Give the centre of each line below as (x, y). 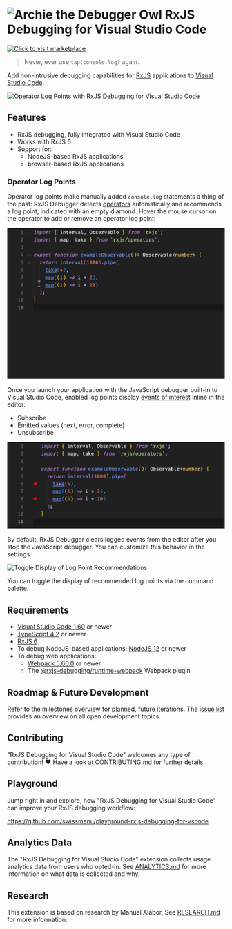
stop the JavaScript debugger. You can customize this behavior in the (106, 547)
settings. (20, 554)
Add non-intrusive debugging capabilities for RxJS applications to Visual (110, 75)
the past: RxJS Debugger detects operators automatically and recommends (115, 204)
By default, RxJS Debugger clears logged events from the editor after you (112, 540)
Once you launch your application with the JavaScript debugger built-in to (113, 390)
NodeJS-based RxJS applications (75, 156)
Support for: (35, 149)
